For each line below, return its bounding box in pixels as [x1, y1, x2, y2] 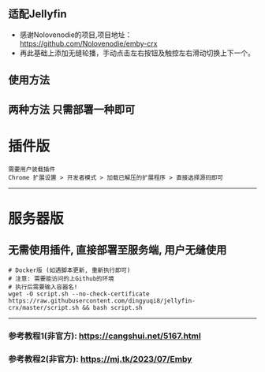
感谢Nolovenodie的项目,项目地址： [19, 30, 132, 39]
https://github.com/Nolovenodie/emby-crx [19, 39, 158, 48]
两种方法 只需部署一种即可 [8, 102, 136, 116]
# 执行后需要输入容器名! [8, 283, 78, 291]
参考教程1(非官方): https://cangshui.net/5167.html [8, 330, 201, 341]
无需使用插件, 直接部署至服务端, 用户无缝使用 [8, 244, 227, 257]
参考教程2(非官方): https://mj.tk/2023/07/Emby [8, 354, 192, 365]
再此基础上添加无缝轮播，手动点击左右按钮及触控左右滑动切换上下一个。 [19, 48, 255, 58]
